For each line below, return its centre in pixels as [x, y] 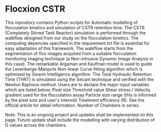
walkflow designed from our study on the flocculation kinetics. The [72, 38]
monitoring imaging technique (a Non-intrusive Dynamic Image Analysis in [79, 58]
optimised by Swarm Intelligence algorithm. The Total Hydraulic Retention [78, 74]
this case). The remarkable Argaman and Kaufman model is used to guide [79, 64]
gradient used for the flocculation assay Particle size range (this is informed [81, 95]
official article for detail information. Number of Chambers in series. [72, 105]
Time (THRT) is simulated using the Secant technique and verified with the [80, 79]
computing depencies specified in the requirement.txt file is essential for [77, 43]
